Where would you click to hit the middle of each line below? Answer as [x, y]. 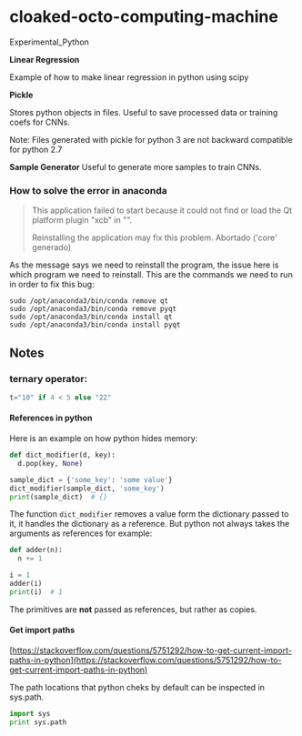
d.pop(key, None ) [50, 463]
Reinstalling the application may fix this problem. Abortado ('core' [154, 237]
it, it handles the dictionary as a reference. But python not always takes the [150, 524]
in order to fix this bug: [52, 285]
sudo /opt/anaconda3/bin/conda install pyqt [95, 325]
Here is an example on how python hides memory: [104, 438]
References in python [51, 418]
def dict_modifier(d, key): [63, 455]
